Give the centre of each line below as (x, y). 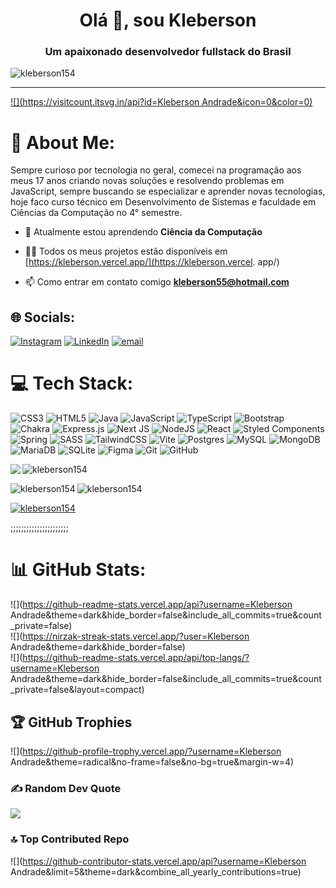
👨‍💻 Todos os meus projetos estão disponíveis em (126, 251)
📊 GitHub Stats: (78, 570)
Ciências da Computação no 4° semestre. (96, 213)
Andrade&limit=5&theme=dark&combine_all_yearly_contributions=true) (156, 871)
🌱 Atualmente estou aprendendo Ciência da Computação (143, 232)
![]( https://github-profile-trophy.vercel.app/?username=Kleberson (146, 751)
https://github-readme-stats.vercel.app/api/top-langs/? (136, 658)
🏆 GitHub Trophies (71, 722)
